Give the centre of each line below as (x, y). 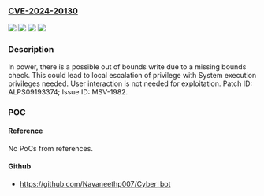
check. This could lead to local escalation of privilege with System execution (132, 75)
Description (31, 50)
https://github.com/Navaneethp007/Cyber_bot (95, 183)
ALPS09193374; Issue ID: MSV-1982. (68, 91)
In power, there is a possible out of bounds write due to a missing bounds (127, 67)
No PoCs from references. (50, 148)
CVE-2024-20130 (43, 11)
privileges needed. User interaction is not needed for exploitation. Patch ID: (130, 83)
